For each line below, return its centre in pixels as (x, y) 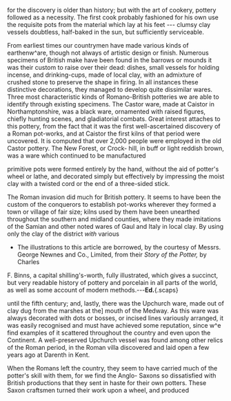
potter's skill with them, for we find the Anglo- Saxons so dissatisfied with (112, 375)
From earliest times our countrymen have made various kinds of (98, 45)
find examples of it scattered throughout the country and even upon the (109, 333)
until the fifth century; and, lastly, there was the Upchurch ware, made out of (115, 303)
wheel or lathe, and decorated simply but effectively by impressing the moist (116, 176)
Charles (28, 262)
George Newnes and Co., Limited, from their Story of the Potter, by (112, 254)
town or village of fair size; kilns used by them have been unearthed (103, 212)
